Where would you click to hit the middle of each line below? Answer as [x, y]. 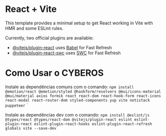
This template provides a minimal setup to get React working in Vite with [79, 23]
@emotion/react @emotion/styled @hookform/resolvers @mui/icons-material [83, 91]
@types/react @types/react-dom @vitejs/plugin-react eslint [69, 120]
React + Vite [31, 9]
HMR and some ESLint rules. [34, 28]
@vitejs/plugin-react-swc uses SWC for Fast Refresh [66, 53]
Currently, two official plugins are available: [49, 38]
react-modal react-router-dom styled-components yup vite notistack [78, 100]
